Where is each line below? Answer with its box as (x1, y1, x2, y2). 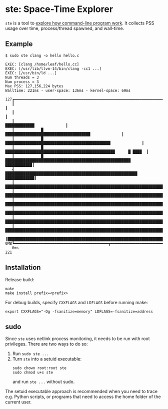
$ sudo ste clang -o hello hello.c (5, 53, 79, 58)
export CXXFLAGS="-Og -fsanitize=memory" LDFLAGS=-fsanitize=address (5, 309, 153, 314)
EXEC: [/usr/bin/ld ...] (5, 70, 57, 75)
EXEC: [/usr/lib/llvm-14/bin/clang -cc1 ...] (5, 66, 101, 71)
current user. (5, 399, 32, 405)
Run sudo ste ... (12, 351, 49, 357)
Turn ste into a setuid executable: (12, 356, 82, 362)
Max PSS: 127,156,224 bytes (5, 83, 64, 88)
